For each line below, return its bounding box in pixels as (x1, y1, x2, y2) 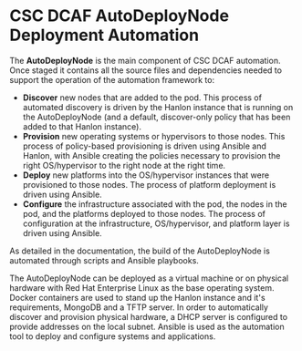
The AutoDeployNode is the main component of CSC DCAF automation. (9, 55, 281, 66)
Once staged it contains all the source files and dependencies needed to (9, 65, 283, 76)
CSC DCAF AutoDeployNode (9, 5, 230, 26)
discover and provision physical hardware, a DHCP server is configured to (9, 311, 288, 322)
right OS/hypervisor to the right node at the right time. (22, 160, 226, 170)
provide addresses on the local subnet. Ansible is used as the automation (9, 321, 285, 332)
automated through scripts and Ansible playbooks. (9, 254, 199, 265)
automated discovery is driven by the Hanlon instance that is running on (22, 101, 294, 112)
